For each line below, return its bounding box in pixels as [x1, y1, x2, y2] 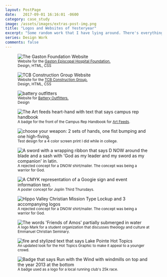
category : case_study [5, 16, 50, 21]
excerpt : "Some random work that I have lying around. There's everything [5, 30, 164, 35]
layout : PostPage [5, 7, 41, 12]
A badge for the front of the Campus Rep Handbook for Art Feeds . [17, 119, 131, 124]
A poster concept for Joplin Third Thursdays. [17, 187, 94, 192]
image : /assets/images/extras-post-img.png [5, 21, 97, 26]
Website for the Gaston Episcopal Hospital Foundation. [17, 58, 111, 64]
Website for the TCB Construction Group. [17, 77, 88, 82]
